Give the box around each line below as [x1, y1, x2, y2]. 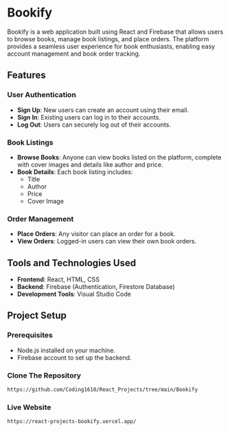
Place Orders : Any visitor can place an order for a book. [16, 230, 176, 238]
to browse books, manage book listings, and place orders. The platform [7, 34, 209, 43]
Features [7, 69, 46, 81]
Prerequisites [7, 330, 53, 340]
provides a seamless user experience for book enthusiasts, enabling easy [7, 42, 216, 50]
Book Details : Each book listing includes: [16, 167, 133, 176]
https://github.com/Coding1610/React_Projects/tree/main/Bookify [7, 387, 198, 393]
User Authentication [7, 90, 77, 100]
